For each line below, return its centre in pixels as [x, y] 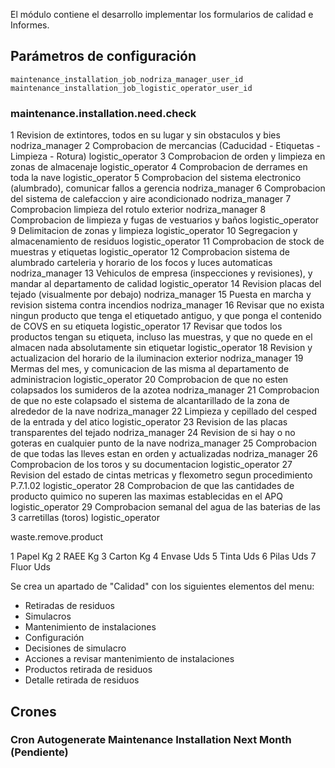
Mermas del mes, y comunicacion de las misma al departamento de [150, 369]
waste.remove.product [57, 537]
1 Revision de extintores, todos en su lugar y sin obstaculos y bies [145, 135]
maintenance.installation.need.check [103, 113]
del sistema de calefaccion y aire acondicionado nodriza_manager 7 [151, 199]
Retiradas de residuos [69, 606]
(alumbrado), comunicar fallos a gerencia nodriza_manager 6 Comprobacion [168, 188]
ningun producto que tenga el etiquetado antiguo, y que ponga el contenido [166, 316]
